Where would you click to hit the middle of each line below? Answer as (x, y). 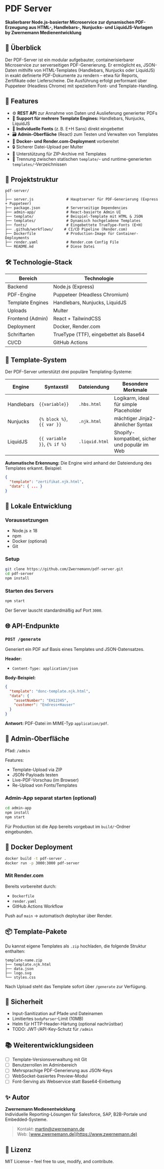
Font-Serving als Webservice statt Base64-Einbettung (66, 1082)
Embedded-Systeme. (26, 1119)
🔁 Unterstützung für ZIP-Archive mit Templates (59, 154)
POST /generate (23, 639)
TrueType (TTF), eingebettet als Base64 (99, 335)
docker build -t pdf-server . (36, 858)
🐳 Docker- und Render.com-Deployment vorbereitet (65, 141)
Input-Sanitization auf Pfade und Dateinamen (57, 1014)
